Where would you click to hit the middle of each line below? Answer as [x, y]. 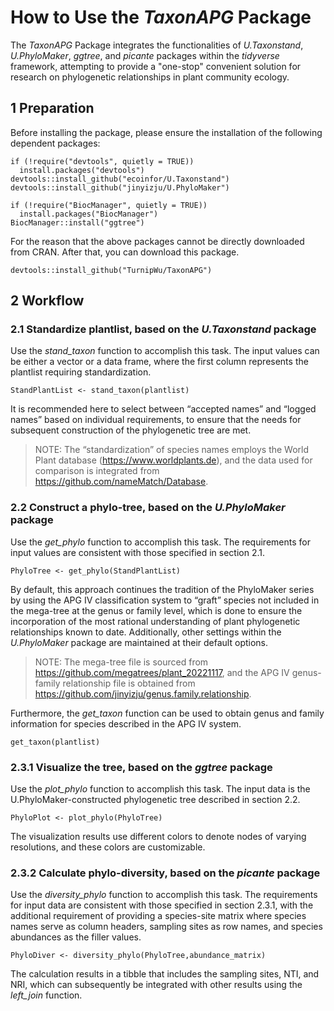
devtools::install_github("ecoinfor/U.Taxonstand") [120, 179]
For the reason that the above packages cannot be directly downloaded [157, 241]
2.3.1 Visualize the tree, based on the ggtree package [141, 767]
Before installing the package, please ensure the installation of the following [166, 132]
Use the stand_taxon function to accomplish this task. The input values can [165, 351]
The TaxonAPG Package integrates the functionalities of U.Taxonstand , [157, 45]
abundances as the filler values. [76, 937]
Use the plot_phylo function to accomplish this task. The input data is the [160, 789]
